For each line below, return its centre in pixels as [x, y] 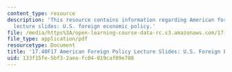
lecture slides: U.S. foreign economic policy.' [85, 26]
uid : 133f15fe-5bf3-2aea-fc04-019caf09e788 [71, 58]
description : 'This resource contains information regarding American [111, 20]
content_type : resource [41, 13]
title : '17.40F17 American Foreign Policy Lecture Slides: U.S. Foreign [114, 52]
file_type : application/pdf [48, 39]
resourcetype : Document [41, 45]
